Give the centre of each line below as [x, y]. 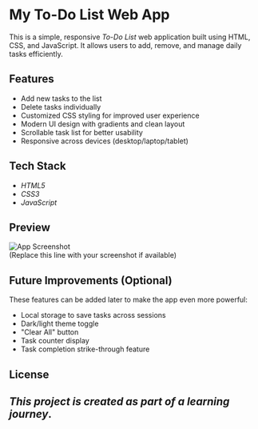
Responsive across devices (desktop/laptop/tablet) [104, 141]
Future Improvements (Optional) [91, 281]
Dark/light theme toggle [60, 324]
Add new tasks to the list [61, 98]
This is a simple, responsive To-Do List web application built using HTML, [130, 37]
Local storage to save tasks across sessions [93, 315]
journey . [31, 414]
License [29, 374]
